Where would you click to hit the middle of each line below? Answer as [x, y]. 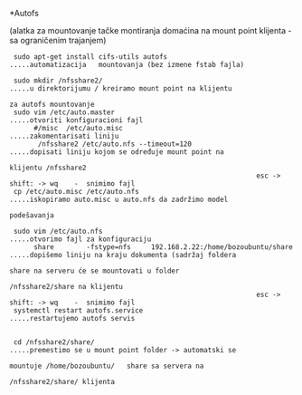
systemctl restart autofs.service [78, 311]
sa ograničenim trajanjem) [58, 40]
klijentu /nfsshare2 [48, 168]
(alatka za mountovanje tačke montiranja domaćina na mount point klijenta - [151, 30]
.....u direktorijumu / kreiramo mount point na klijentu [121, 89]
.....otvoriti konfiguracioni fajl [76, 120]
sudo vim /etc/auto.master [64, 112]
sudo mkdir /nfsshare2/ [58, 81]
